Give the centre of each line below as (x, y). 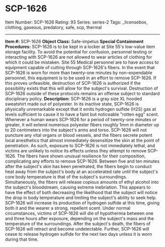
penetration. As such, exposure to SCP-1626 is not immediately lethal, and (80, 146)
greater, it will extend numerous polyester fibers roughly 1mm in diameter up (82, 124)
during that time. (22, 239)
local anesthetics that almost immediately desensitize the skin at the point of (82, 140)
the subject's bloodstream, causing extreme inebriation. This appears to (78, 187)
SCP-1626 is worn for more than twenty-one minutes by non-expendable (79, 73)
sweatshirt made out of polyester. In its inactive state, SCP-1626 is (72, 104)
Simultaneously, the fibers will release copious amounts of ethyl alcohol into (82, 182)
